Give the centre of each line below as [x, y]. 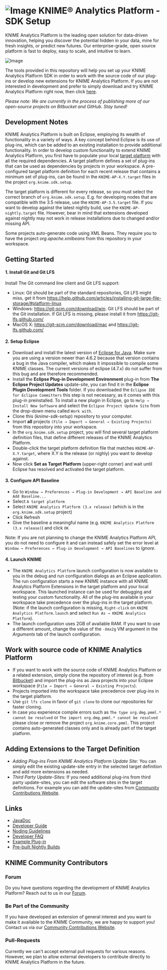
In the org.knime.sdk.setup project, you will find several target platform [85, 432]
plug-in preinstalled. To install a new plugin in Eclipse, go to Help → [81, 400]
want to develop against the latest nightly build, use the [62, 208]
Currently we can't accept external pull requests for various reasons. [76, 951]
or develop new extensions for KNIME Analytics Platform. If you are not [85, 81]
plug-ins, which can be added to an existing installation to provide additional [83, 145]
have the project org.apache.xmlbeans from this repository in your [74, 238]
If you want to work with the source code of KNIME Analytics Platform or [87, 670]
